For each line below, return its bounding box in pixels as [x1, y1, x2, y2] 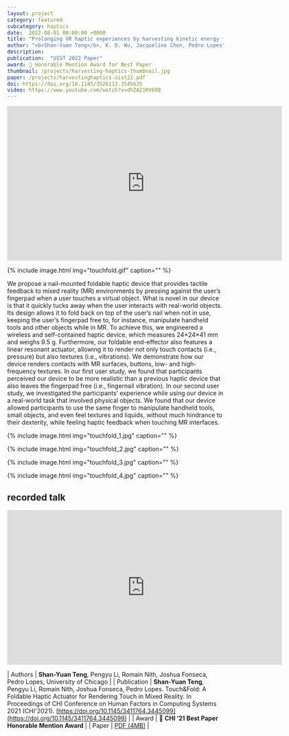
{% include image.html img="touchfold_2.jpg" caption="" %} [7, 445, 180, 454]
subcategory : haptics [7, 23, 69, 30]
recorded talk [7, 491, 66, 503]
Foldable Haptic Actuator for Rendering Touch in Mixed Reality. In [7, 692, 192, 700]
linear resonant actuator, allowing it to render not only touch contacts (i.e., [7, 345, 216, 354]
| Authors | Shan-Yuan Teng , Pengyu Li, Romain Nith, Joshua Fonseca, [7, 670, 208, 678]
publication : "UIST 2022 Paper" [7, 55, 103, 62]
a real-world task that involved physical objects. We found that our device [7, 397, 216, 405]
